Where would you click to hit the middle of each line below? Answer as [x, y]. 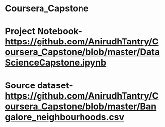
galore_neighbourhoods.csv [65, 117]
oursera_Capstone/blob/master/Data [82, 52]
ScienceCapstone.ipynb [56, 63]
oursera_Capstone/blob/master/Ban [81, 106]
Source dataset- [39, 85]
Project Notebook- [44, 31]
